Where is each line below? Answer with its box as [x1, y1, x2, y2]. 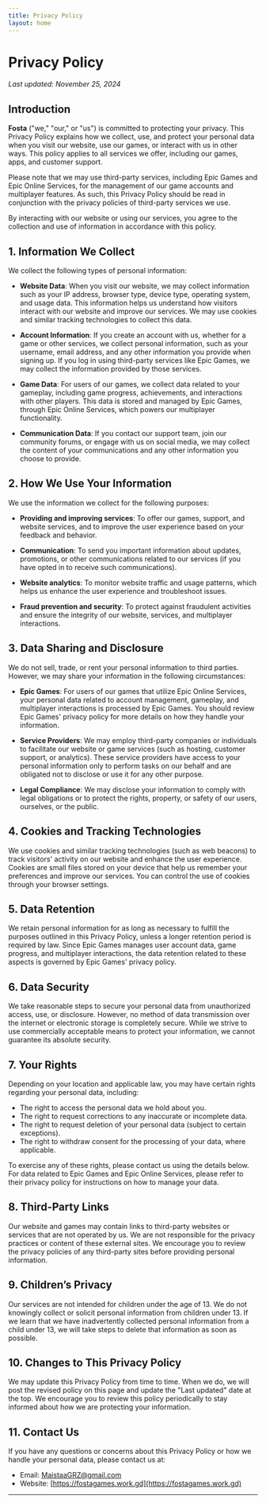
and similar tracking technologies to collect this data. [19, 315, 192, 325]
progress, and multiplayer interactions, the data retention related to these [8, 949, 247, 958]
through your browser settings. [8, 879, 109, 889]
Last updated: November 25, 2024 [8, 79, 121, 89]
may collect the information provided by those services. [19, 364, 202, 374]
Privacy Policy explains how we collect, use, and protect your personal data [8, 132, 255, 141]
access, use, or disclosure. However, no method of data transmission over [8, 1010, 251, 1019]
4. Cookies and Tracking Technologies [8, 825, 202, 838]
